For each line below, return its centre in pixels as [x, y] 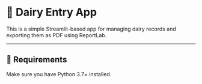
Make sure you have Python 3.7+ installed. [59, 74]
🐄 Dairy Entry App [52, 12]
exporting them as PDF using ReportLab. [57, 35]
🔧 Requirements [37, 60]
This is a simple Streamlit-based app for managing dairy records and [91, 29]
